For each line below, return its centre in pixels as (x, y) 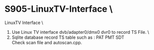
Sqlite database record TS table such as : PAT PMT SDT (68, 37)
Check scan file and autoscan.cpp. (47, 42)
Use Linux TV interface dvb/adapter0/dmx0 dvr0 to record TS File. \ (80, 32)
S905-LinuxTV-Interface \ (59, 9)
